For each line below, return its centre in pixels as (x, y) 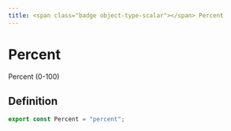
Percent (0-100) (34, 77)
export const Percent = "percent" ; (67, 119)
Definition (33, 101)
